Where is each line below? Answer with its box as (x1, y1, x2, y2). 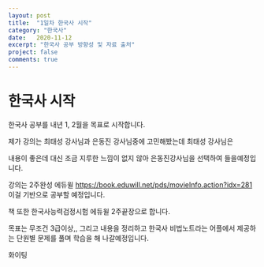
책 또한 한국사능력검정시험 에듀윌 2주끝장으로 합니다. (8, 206, 171, 216)
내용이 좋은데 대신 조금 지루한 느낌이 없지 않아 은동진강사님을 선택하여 (8, 153, 223, 163)
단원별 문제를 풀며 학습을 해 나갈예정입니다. (16, 233, 150, 243)
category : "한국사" (8, 26, 67, 34)
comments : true (8, 56, 58, 64)
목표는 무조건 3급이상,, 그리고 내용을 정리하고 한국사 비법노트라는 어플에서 (8, 223, 236, 233)
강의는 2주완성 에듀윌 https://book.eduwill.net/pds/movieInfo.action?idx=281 (8, 179, 253, 190)
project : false (8, 48, 58, 56)
